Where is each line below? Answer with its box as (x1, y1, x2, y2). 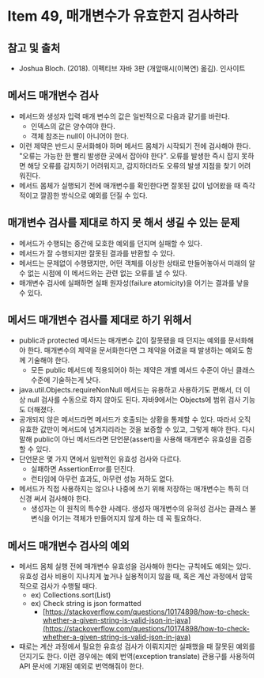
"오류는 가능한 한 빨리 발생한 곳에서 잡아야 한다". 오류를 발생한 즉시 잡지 (18, 151, 240, 161)
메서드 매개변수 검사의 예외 (7, 539, 130, 552)
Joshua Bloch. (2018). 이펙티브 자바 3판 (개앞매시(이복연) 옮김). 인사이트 (18, 64, 246, 73)
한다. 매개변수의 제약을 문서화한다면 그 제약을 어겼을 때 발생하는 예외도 (27, 346, 245, 355)
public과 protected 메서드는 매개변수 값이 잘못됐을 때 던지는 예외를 (18, 335, 227, 345)
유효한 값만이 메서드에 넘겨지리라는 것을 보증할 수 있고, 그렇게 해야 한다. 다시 (18, 425, 255, 434)
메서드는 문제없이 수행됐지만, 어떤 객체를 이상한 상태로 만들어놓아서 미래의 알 (18, 258, 256, 267)
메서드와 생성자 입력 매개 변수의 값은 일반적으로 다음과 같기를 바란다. (18, 112, 230, 121)
